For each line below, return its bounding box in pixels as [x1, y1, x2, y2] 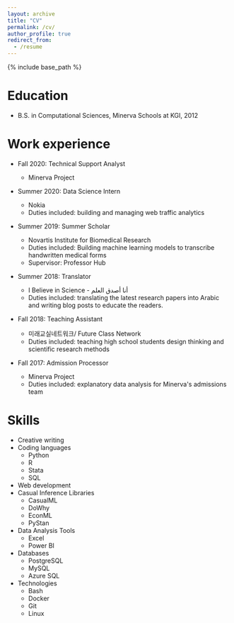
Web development [17, 480, 71, 490]
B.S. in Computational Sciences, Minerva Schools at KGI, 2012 [17, 111, 199, 119]
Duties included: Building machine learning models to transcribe [28, 243, 215, 252]
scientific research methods [28, 345, 110, 353]
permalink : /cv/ [7, 23, 55, 31]
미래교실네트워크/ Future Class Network [28, 329, 141, 338]
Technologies [17, 579, 58, 588]
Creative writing [17, 436, 64, 444]
